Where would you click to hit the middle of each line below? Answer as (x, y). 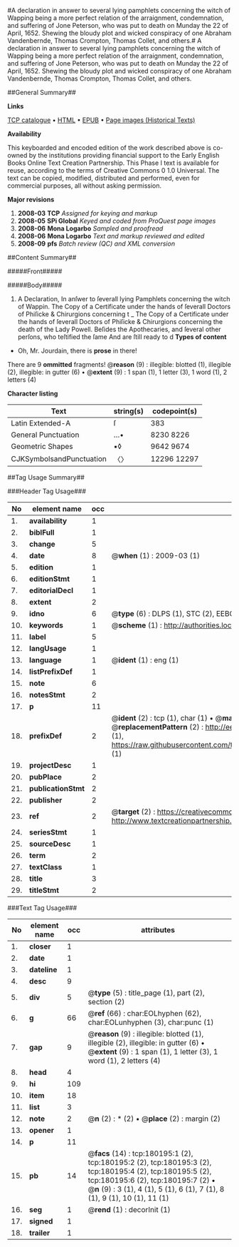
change (42, 544)
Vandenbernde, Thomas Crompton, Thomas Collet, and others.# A (105, 41)
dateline (43, 970)
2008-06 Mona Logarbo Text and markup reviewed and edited (111, 236)
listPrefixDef (51, 672)
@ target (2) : (133, 812)
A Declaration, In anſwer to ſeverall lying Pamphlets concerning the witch (124, 299)
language (46, 660)
